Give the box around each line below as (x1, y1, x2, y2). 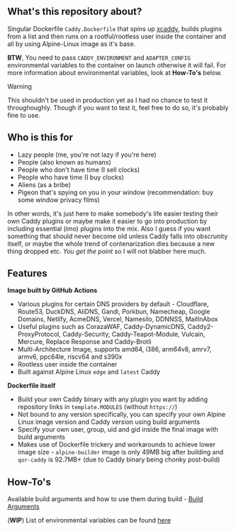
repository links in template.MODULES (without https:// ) (17, 403, 178, 411)
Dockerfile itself (7, 381, 56, 390)
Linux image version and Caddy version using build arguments (17, 418, 201, 426)
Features (7, 267, 47, 279)
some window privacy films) (17, 195, 101, 204)
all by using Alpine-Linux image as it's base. (7, 39, 136, 48)
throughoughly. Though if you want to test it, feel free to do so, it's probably (7, 103, 229, 112)
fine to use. (7, 111, 40, 119)
